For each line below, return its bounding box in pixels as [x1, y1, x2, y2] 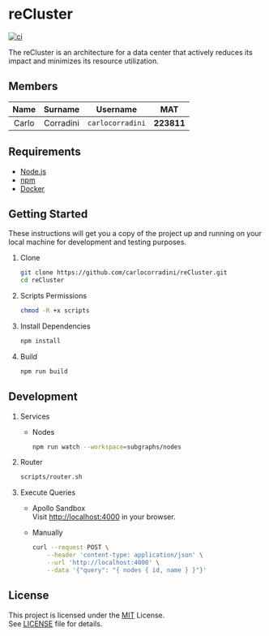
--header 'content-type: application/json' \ [47, 551, 204, 560]
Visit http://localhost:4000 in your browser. [32, 512, 176, 522]
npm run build [19, 367, 68, 376]
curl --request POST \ [32, 544, 109, 552]
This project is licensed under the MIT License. [8, 610, 165, 620]
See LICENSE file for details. [8, 618, 103, 629]
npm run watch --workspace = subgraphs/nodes [32, 443, 182, 451]
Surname [43, 103, 80, 114]
